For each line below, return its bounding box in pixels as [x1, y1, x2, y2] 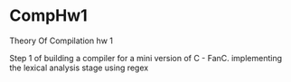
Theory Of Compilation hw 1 [9, 35, 114, 46]
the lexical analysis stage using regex [9, 62, 149, 73]
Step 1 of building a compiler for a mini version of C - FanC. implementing [9, 52, 283, 63]
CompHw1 [9, 5, 88, 26]
